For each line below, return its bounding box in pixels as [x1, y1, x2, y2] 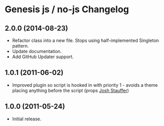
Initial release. [12, 116, 42, 122]
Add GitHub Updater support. [12, 54, 74, 60]
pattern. [12, 43, 29, 49]
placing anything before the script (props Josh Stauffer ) [12, 87, 129, 93]
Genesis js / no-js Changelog [5, 4, 129, 15]
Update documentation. [12, 48, 62, 54]
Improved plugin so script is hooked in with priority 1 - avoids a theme [12, 82, 158, 88]
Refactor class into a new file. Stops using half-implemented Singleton [12, 37, 159, 43]
